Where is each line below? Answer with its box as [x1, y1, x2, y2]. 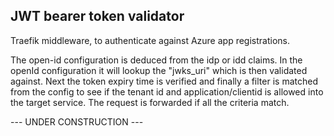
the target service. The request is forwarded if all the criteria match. [10, 96, 290, 108]
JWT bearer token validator [10, 8, 185, 25]
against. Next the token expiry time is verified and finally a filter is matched [10, 75, 318, 87]
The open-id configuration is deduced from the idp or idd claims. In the [10, 54, 303, 66]
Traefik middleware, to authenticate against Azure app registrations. [10, 34, 291, 46]
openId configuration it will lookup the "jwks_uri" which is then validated [10, 64, 308, 76]
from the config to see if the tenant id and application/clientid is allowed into [10, 85, 324, 98]
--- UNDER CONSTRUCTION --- [10, 115, 144, 128]
